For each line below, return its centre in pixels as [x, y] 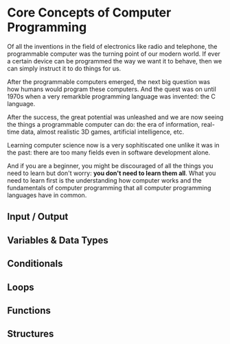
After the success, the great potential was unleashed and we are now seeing [115, 117]
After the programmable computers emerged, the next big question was [109, 81]
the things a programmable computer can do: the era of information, [104, 124]
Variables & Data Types [58, 240]
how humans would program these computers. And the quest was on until [112, 89]
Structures [31, 334]
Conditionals [35, 264]
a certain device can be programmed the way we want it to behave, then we [115, 61]
